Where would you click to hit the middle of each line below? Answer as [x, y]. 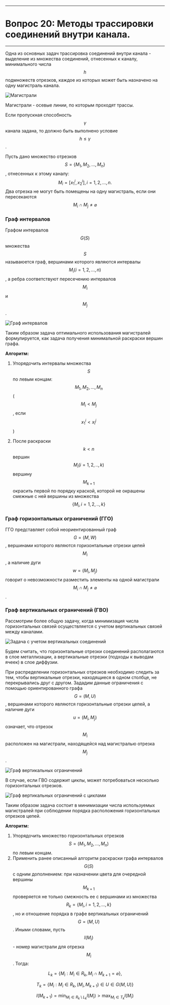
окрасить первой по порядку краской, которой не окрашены [79, 491]
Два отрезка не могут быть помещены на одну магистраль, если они [80, 191]
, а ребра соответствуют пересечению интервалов [61, 279]
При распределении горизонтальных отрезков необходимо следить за [82, 672]
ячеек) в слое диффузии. [32, 662]
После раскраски [32, 441]
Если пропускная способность [38, 115]
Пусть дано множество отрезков [41, 156]
